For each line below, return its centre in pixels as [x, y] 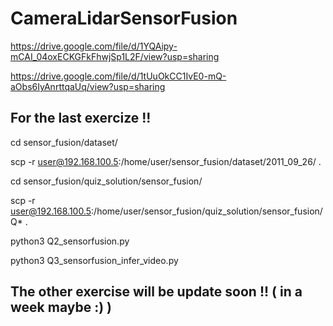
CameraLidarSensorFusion [124, 18]
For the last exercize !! [81, 118]
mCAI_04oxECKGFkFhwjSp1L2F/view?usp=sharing [115, 56]
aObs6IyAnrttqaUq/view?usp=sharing [88, 86]
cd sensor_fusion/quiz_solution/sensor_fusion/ [106, 181]
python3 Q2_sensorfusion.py [70, 241]
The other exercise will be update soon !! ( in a [156, 292]
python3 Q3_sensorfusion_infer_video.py [94, 260]
